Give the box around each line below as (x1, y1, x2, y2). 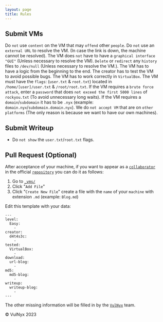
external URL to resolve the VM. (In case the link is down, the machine (5, 48, 146, 54)
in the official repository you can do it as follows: (5, 169, 104, 175)
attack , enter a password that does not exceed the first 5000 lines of (5, 89, 147, 95)
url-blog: (9, 259, 29, 264)
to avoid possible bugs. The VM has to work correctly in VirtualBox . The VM (5, 73, 158, 79)
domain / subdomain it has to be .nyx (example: (5, 99, 94, 105)
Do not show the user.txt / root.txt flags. (12, 137, 94, 143)
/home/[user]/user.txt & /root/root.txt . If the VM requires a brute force (5, 84, 154, 90)
